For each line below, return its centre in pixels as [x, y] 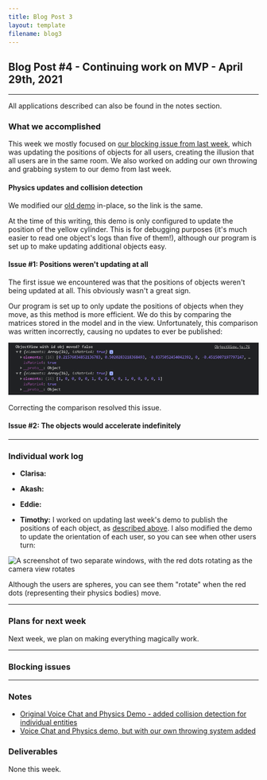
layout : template [37, 25]
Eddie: [31, 504]
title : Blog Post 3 [41, 17]
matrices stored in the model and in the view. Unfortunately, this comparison [133, 323]
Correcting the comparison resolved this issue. [85, 407]
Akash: [32, 489]
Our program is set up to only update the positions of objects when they [126, 306]
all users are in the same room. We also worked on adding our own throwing [133, 161]
